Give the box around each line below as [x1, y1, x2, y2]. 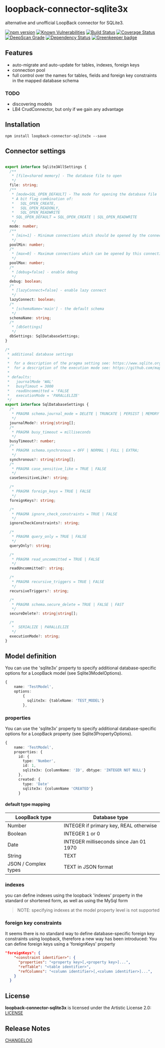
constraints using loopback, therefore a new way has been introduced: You [5, 936, 157, 942]
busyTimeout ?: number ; [9, 439, 56, 444]
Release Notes [5, 1024, 51, 1033]
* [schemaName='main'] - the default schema [11, 306, 105, 311]
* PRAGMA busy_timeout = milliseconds [11, 429, 91, 434]
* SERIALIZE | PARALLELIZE [11, 624, 69, 630]
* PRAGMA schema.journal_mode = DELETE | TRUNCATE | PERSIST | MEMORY [11, 411, 160, 417]
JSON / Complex [7, 860, 46, 867]
